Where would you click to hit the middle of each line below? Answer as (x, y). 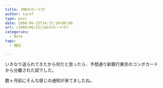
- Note (16, 37)
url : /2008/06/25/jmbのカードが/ (37, 28)
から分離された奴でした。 (31, 70)
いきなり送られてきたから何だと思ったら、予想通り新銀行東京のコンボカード (82, 64)
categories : (17, 32)
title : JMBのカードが (25, 9)
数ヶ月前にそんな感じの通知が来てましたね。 (50, 80)
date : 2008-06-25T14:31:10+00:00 (39, 23)
